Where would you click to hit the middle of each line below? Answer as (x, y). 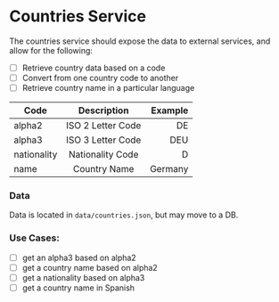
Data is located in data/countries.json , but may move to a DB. (124, 215)
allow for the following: (51, 50)
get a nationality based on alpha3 (83, 277)
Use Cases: (34, 238)
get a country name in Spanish (78, 288)
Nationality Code (103, 155)
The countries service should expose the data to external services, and (140, 41)
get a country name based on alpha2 (90, 267)
